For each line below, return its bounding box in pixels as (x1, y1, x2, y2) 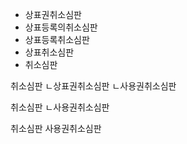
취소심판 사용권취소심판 (10, 123, 102, 134)
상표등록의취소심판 (24, 21, 98, 33)
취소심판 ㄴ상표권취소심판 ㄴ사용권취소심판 (10, 80, 177, 92)
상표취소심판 (24, 46, 75, 58)
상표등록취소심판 (24, 34, 90, 45)
